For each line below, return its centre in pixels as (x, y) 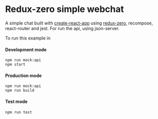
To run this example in (28, 38)
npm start (15, 64)
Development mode (26, 49)
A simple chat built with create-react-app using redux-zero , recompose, (79, 23)
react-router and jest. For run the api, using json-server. (62, 28)
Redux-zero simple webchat (65, 9)
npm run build (20, 90)
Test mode (16, 101)
